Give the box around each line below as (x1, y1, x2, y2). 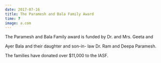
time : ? (5, 16, 21, 21)
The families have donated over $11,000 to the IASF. (5, 53, 109, 59)
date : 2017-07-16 (5, 7, 40, 12)
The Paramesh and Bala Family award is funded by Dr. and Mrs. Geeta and (5, 34, 153, 40)
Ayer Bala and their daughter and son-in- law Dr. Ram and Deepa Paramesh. (5, 43, 157, 49)
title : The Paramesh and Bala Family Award (5, 12, 94, 16)
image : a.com (5, 20, 31, 26)
